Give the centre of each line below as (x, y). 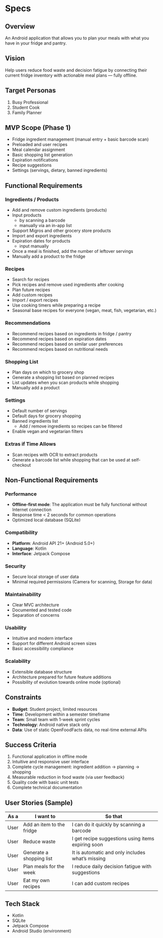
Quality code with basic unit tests (45, 782)
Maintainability (23, 594)
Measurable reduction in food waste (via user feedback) (68, 777)
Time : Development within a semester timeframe (61, 714)
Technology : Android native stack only (51, 724)
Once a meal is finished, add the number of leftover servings (73, 251)
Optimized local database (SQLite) (46, 520)
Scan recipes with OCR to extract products (55, 455)
